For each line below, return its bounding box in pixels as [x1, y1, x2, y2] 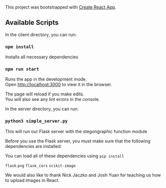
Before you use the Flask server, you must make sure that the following [5, 138, 151, 144]
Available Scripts [5, 18, 59, 27]
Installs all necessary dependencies [5, 54, 79, 60]
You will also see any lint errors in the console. [5, 96, 100, 102]
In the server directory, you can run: [5, 106, 79, 112]
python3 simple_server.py [5, 118, 68, 124]
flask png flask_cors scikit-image [5, 163, 76, 168]
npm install [5, 44, 34, 49]
